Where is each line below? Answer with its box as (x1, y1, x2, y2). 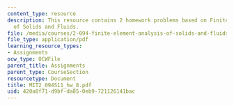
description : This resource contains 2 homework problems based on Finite (7, 17, 229, 24)
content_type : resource (7, 10, 77, 17)
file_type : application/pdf (7, 36, 89, 43)
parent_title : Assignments (7, 62, 86, 69)
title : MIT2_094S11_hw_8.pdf (7, 82, 92, 89)
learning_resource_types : (7, 43, 82, 50)
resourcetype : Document (7, 75, 77, 82)
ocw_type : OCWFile (7, 56, 61, 63)
